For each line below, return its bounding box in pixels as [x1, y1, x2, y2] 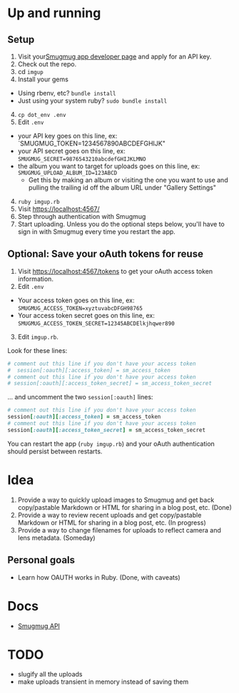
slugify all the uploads [17, 670, 83, 679]
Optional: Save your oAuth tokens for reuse [7, 248, 203, 260]
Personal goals [7, 554, 76, 566]
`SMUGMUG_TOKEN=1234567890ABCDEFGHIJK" [17, 139, 166, 148]
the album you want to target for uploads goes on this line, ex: [17, 162, 200, 170]
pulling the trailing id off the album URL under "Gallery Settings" [28, 183, 216, 192]
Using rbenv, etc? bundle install [17, 89, 116, 97]
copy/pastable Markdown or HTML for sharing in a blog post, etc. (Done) [17, 503, 232, 511]
